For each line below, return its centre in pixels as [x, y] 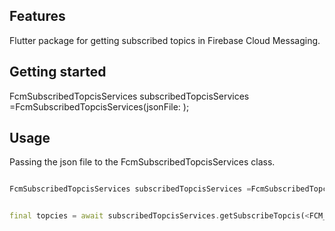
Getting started [58, 72]
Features [37, 16]
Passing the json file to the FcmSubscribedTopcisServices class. [142, 162]
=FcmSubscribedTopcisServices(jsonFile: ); [99, 106]
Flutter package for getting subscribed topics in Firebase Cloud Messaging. [165, 40]
